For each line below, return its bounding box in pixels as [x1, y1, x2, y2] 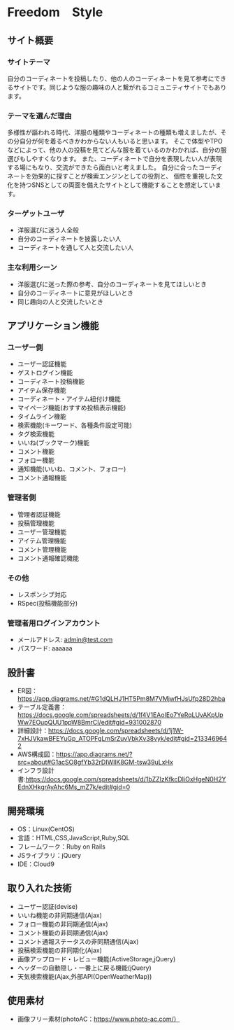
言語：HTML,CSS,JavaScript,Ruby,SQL [17, 833, 131, 842]
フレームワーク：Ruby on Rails [17, 842, 106, 851]
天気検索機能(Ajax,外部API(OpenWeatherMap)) [17, 972, 152, 980]
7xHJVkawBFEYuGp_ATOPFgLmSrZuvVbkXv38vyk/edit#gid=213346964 [17, 735, 228, 743]
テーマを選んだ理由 [7, 111, 72, 120]
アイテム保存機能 [17, 386, 66, 394]
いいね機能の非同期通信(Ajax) [17, 911, 103, 919]
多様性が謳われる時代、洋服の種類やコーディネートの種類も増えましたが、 [7, 128, 221, 137]
